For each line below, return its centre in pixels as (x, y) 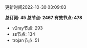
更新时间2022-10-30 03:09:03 (36, 7)
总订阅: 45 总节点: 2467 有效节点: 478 (43, 18)
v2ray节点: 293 (27, 28)
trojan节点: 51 (26, 40)
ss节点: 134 (23, 34)
